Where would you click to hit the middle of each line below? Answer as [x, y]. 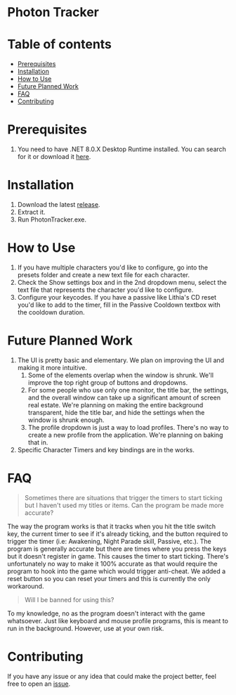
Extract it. [31, 212]
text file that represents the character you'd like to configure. [105, 290]
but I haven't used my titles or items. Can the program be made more [124, 505]
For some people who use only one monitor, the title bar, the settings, [128, 390]
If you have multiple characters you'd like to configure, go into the [113, 267]
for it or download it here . [54, 157]
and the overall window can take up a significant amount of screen [124, 397]
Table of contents [60, 45]
